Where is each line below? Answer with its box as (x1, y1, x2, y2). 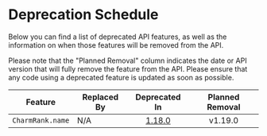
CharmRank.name (12, 115, 70, 125)
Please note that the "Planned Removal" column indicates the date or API (8, 56, 248, 65)
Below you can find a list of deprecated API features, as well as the (8, 32, 227, 41)
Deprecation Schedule (8, 6, 159, 24)
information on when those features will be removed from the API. (8, 40, 224, 49)
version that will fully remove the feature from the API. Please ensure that (8, 64, 248, 73)
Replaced (82, 91, 119, 103)
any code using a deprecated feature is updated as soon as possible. (8, 72, 234, 82)
